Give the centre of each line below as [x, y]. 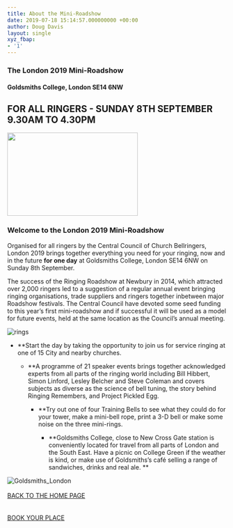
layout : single [29, 33]
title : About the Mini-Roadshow [54, 14]
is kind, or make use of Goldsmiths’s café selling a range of [133, 460]
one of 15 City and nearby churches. [69, 352]
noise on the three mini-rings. [80, 424]
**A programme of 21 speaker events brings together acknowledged [127, 366]
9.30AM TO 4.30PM [51, 119]
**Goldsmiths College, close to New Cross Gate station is [131, 437]
